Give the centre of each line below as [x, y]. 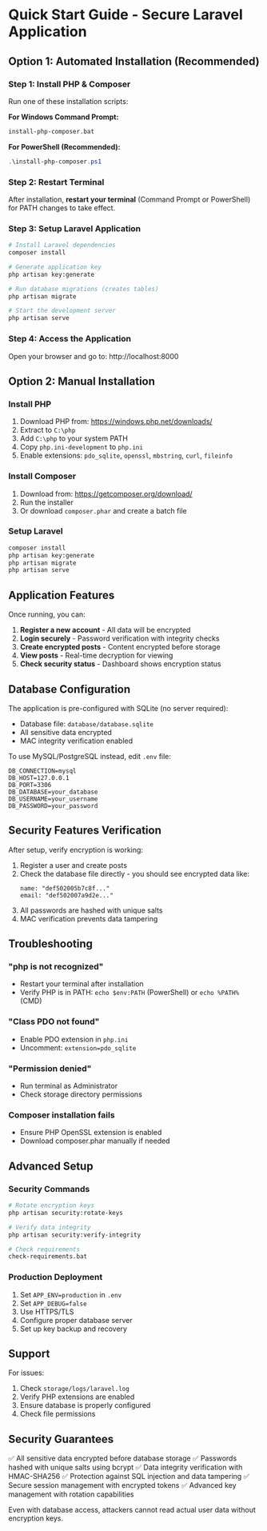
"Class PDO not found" [54, 1021]
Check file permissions [58, 1414]
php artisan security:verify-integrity [75, 1235]
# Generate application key [55, 267]
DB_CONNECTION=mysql [43, 771]
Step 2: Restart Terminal [56, 182]
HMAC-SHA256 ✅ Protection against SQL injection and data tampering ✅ [129, 1477]
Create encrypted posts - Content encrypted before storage [120, 647]
